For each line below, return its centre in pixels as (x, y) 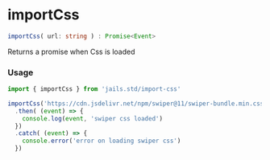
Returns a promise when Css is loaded (71, 51)
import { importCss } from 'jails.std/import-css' (94, 89)
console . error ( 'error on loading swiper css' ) (102, 141)
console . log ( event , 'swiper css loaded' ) (92, 118)
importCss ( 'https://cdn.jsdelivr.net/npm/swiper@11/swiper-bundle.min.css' (137, 103)
